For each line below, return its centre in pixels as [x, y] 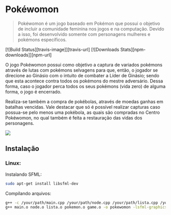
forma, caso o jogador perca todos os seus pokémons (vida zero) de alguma [85, 86]
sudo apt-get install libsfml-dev [42, 183]
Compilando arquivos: [28, 193]
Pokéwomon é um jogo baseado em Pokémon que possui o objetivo [89, 23]
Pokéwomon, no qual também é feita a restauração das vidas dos [74, 117]
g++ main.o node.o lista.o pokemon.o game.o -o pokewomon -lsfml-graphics [86, 207]
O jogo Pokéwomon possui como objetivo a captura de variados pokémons [84, 65]
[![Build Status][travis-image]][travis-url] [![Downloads [62, 49]
